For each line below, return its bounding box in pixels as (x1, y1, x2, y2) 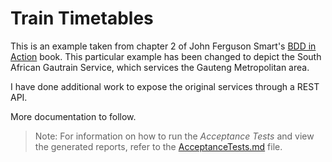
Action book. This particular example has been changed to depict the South (10, 50, 322, 62)
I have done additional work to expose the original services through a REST (10, 80, 320, 92)
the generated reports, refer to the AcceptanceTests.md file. (34, 140, 283, 152)
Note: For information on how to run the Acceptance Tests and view (34, 130, 315, 142)
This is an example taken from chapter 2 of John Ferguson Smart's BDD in (10, 40, 317, 52)
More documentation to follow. (10, 110, 137, 122)
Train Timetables (10, 7, 154, 30)
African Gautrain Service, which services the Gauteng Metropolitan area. (10, 61, 310, 73)
